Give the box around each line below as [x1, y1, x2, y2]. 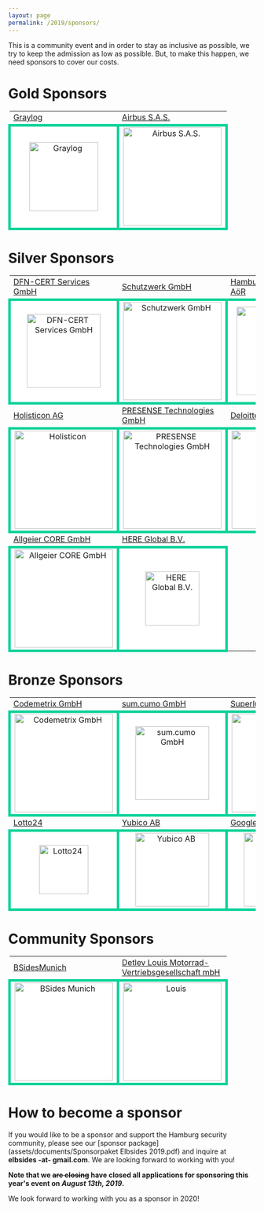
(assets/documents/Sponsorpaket [8, 1147, 119, 1156]
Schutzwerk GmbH [121, 281, 192, 292]
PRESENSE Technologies [121, 406, 214, 417]
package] [128, 1139, 159, 1148]
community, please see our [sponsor [8, 1139, 127, 1148]
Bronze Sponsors [8, 671, 123, 688]
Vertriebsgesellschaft [121, 967, 201, 978]
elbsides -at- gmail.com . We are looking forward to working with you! [8, 1155, 236, 1165]
